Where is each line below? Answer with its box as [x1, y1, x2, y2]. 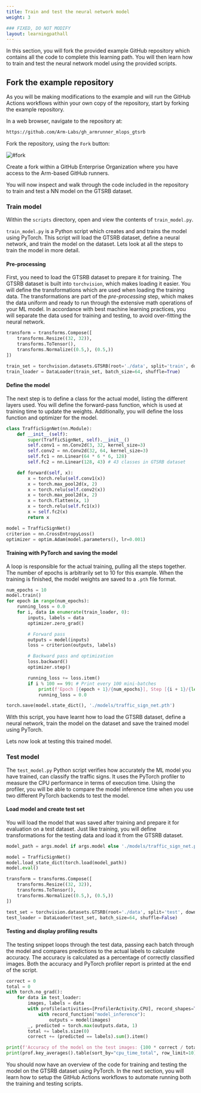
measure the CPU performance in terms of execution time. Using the [6, 779, 175, 786]
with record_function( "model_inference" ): [38, 1011, 146, 1017]
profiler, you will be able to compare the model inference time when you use [6, 786, 194, 793]
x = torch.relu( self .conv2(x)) [28, 487, 106, 493]
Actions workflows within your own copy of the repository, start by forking [6, 99, 190, 107]
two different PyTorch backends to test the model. [6, 792, 130, 799]
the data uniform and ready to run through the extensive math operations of [6, 299, 193, 306]
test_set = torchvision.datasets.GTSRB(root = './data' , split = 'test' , [6, 909, 184, 915]
